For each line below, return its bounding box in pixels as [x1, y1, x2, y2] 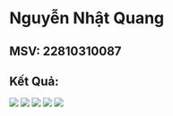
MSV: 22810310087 [9, 44, 122, 59]
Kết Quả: [9, 73, 60, 88]
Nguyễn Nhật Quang [9, 8, 165, 29]
